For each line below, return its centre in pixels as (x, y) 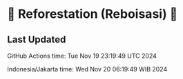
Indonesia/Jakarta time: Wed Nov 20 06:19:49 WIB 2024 (87, 69)
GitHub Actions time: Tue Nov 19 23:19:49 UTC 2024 (82, 56)
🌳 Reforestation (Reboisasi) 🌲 (93, 14)
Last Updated (37, 39)
